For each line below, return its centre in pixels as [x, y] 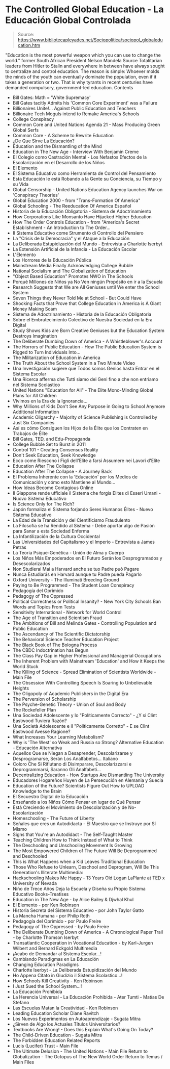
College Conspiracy [33, 119]
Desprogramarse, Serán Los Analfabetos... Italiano [65, 758]
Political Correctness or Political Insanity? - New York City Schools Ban [87, 601]
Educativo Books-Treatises [41, 894]
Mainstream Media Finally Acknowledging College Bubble [73, 265]
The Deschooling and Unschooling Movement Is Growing [72, 845]
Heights [21, 688]
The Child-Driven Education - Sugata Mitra [57, 1035]
